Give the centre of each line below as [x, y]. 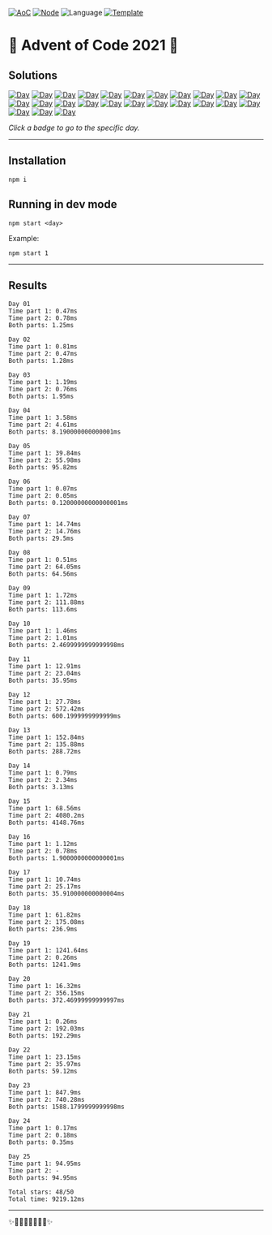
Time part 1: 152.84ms [47, 738]
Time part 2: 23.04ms [45, 674]
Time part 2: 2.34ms [43, 780]
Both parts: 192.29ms [45, 1036]
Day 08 [19, 553]
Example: [24, 238]
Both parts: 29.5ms [41, 539]
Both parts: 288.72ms [45, 752]
